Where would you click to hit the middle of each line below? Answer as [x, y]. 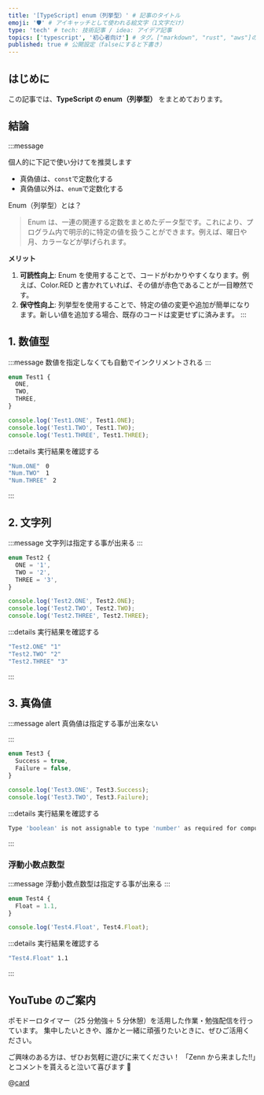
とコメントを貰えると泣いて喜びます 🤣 [70, 1067]
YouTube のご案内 [52, 1000]
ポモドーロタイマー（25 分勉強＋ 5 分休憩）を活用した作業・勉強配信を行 [127, 1021]
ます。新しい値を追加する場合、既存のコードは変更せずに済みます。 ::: [133, 314]
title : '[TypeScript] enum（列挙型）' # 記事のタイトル [94, 15]
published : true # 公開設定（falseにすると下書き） [87, 45]
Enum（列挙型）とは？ [45, 205]
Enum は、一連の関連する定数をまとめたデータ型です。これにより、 [137, 222]
